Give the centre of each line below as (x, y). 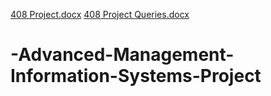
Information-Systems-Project (136, 76)
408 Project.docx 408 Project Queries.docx (100, 14)
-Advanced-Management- (122, 55)
